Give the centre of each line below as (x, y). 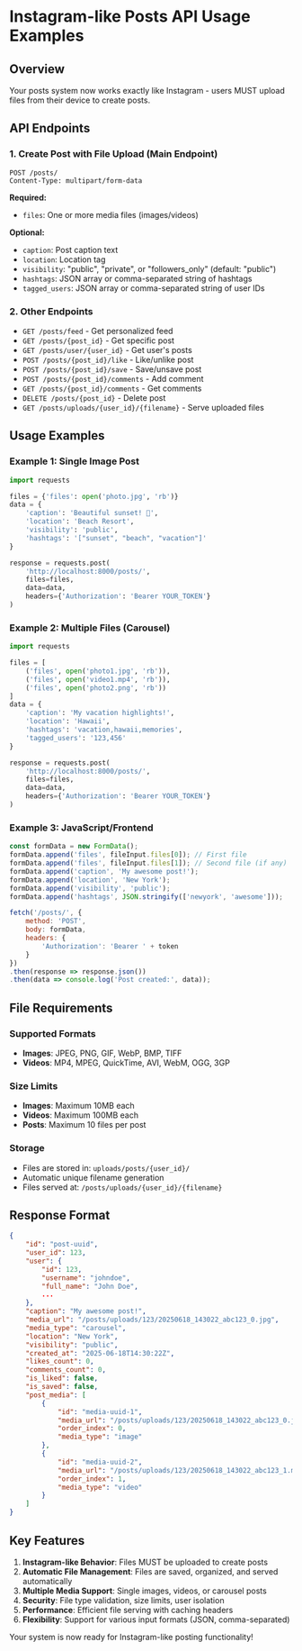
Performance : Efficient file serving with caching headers (128, 1610)
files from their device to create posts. (80, 100)
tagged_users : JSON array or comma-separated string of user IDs (143, 288)
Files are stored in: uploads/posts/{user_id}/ (106, 1167)
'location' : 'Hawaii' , (68, 721)
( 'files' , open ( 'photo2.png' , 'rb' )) (96, 688)
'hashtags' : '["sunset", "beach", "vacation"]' (116, 538)
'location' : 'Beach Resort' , (80, 522)
